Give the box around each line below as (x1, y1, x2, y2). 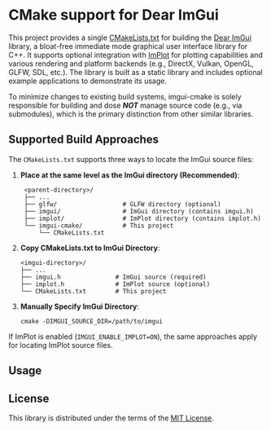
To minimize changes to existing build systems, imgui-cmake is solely (8, 91, 242, 101)
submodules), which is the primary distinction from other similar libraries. (8, 108, 254, 119)
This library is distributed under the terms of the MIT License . (8, 413, 214, 423)
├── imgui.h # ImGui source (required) (20, 273, 207, 281)
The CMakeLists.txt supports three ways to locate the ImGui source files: (8, 154, 254, 164)
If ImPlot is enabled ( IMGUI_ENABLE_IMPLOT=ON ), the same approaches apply (8, 332, 258, 341)
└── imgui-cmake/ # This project (24, 222, 174, 230)
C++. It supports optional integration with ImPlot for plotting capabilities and (8, 50, 263, 59)
